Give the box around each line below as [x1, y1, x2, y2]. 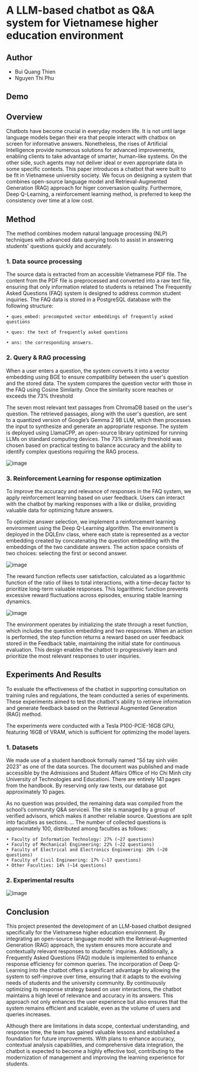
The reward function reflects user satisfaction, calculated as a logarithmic [6, 572, 186, 579]
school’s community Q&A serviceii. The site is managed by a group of [6, 806, 176, 813]
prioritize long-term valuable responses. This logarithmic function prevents [6, 585, 189, 592]
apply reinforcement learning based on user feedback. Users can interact [6, 494, 185, 501]
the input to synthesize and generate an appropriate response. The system [6, 423, 188, 430]
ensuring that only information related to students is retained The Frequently [6, 283, 192, 291]
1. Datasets [6, 743, 38, 751]
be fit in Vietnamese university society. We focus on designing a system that [6, 172, 192, 179]
